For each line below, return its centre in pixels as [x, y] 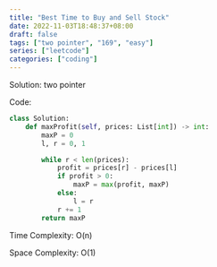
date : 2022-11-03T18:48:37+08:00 [71, 26]
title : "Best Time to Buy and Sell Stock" [89, 17]
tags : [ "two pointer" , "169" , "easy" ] [81, 43]
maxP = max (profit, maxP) [121, 185]
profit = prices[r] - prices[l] [117, 168]
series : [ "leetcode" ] [50, 51]
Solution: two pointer [48, 85]
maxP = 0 [58, 135]
